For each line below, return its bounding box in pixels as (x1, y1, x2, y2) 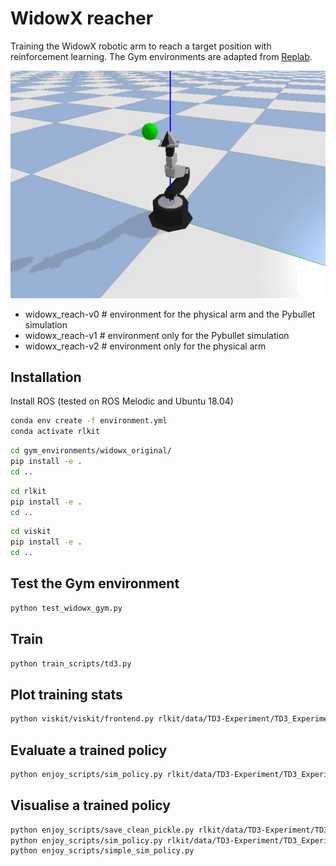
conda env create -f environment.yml (10, 416, 168, 426)
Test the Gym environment (10, 575, 180, 592)
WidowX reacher (10, 7, 154, 30)
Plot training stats (10, 686, 123, 703)
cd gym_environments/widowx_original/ (10, 446, 172, 456)
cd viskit (10, 527, 52, 537)
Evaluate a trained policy (10, 742, 168, 759)
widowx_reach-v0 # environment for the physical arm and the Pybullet (24, 308, 316, 320)
